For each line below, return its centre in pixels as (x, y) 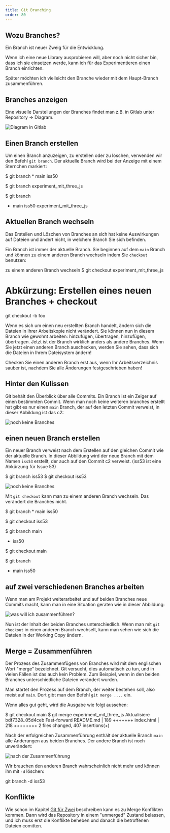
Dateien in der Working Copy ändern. (44, 635)
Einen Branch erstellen (42, 143)
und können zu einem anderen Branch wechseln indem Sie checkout (77, 255)
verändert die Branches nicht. (36, 502)
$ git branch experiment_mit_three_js (44, 186)
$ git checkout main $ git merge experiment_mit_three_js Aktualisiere (78, 714)
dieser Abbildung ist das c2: (35, 412)
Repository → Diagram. (29, 117)
